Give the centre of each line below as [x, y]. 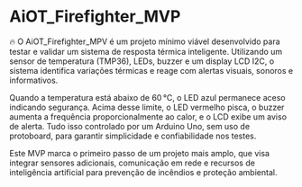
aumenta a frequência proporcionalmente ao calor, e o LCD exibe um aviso [148, 116]
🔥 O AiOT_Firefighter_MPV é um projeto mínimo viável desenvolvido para [145, 41]
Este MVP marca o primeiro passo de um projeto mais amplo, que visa [140, 153]
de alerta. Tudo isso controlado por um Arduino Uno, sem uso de [130, 126]
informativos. [34, 80]
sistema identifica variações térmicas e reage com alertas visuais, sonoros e [151, 70]
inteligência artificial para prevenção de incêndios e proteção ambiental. [143, 172]
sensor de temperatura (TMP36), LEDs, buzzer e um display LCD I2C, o [142, 61]
